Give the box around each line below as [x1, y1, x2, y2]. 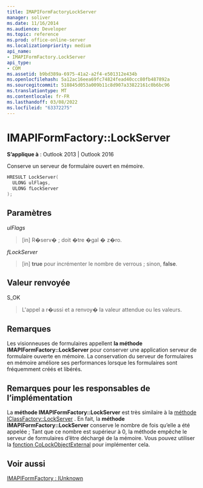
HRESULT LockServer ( [7, 174, 59, 181]
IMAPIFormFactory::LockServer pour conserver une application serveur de [7, 346, 197, 353]
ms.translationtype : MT [7, 88, 67, 94]
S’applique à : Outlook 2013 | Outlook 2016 [7, 151, 115, 158]
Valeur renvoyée [7, 278, 70, 288]
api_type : [7, 59, 32, 65]
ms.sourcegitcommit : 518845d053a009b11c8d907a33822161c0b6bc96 [7, 82, 170, 89]
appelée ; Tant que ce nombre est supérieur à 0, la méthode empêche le [7, 428, 187, 435]
